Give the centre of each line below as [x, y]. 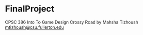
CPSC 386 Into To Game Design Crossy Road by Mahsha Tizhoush [71, 22]
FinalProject [30, 9]
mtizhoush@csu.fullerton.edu [34, 27]
